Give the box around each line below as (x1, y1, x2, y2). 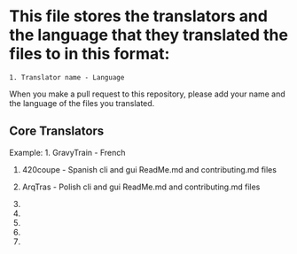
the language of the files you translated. (9, 97, 155, 108)
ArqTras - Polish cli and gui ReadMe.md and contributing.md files (21, 181, 261, 192)
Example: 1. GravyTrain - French (9, 147, 126, 158)
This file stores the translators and (9, 6, 269, 27)
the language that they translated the (9, 25, 288, 45)
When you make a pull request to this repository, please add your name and (9, 89, 285, 99)
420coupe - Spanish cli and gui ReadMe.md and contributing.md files (21, 164, 277, 174)
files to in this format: (9, 44, 170, 64)
